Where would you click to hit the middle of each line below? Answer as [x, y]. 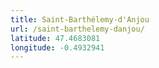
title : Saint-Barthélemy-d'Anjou [80, 19]
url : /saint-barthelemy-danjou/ [77, 29]
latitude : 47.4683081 [55, 38]
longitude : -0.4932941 [57, 47]
